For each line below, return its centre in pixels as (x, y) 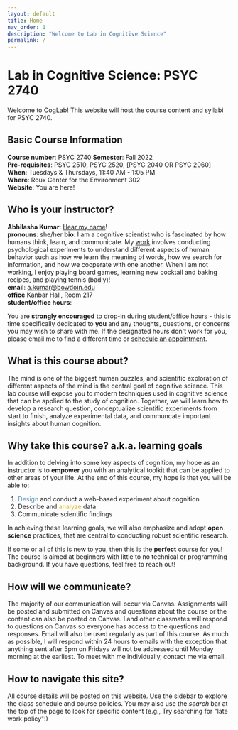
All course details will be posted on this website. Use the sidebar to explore (117, 696)
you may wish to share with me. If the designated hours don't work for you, (117, 331)
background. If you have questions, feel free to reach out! (92, 565)
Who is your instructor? (61, 210)
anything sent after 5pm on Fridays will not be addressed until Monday (110, 649)
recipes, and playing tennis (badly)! (59, 279)
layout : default (31, 14)
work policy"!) (28, 719)
